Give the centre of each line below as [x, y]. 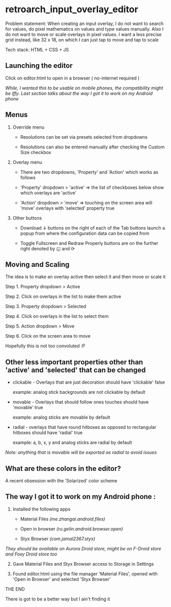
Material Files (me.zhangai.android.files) [63, 519]
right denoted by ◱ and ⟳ [47, 248]
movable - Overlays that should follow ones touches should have [81, 402]
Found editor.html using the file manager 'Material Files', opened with [85, 574]
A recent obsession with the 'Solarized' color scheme [61, 481]
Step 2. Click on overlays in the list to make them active [63, 296]
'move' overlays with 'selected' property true [67, 208]
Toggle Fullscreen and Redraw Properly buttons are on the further [89, 243]
